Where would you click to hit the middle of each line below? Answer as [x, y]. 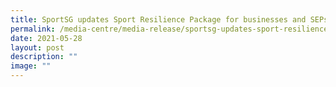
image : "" [31, 66]
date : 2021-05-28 [46, 38]
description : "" [44, 57]
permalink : [33, 29]
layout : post [37, 47]
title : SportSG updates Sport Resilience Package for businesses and [158, 19]
